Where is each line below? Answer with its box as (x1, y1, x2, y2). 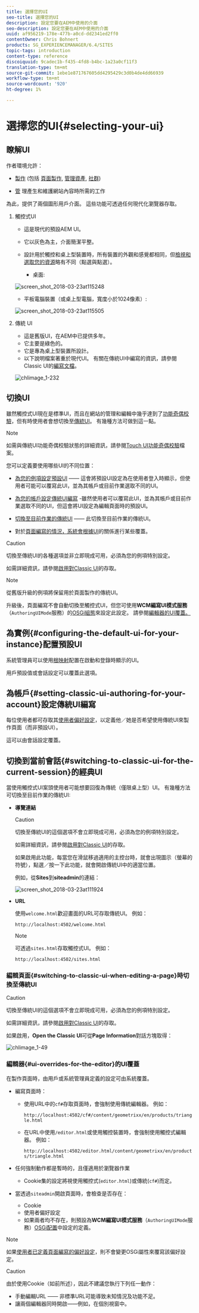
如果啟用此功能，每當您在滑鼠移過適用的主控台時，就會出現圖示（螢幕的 (14, 854, 192, 861)
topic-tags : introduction (6, 48, 70, 54)
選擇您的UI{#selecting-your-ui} (6, 120, 164, 133)
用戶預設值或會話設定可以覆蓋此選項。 (6, 669, 100, 676)
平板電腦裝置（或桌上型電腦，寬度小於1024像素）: (23, 295, 147, 302)
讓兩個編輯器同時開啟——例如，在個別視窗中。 (14, 1300, 130, 1307)
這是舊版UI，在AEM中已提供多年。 (23, 332, 109, 339)
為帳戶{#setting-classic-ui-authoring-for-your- (6, 688, 186, 698)
